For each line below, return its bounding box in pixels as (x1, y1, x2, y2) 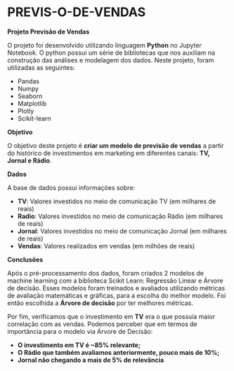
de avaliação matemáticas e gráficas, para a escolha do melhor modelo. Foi (7, 291, 226, 299)
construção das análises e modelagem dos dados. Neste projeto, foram (7, 55, 214, 64)
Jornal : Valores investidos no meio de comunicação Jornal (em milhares (17, 227, 227, 235)
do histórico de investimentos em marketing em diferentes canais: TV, (7, 149, 210, 157)
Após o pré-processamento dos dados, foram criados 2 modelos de (7, 269, 204, 277)
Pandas (17, 76, 40, 85)
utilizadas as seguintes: (7, 63, 75, 72)
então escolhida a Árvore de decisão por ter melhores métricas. (7, 299, 193, 307)
